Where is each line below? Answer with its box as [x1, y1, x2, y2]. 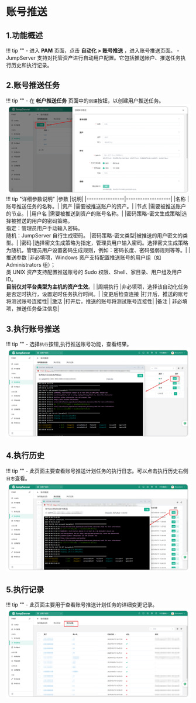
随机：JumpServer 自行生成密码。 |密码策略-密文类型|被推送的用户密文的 [6, 232, 183, 239]
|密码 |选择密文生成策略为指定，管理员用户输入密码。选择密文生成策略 [19, 239, 188, 246]
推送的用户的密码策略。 [16, 218, 73, 225]
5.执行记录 [6, 584, 44, 594]
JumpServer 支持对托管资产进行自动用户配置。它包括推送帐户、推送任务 [6, 54, 181, 61]
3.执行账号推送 [6, 324, 60, 334]
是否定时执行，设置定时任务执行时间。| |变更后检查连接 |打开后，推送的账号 [6, 291, 188, 298]
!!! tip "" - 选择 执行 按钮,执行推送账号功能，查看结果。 [6, 340, 132, 348]
